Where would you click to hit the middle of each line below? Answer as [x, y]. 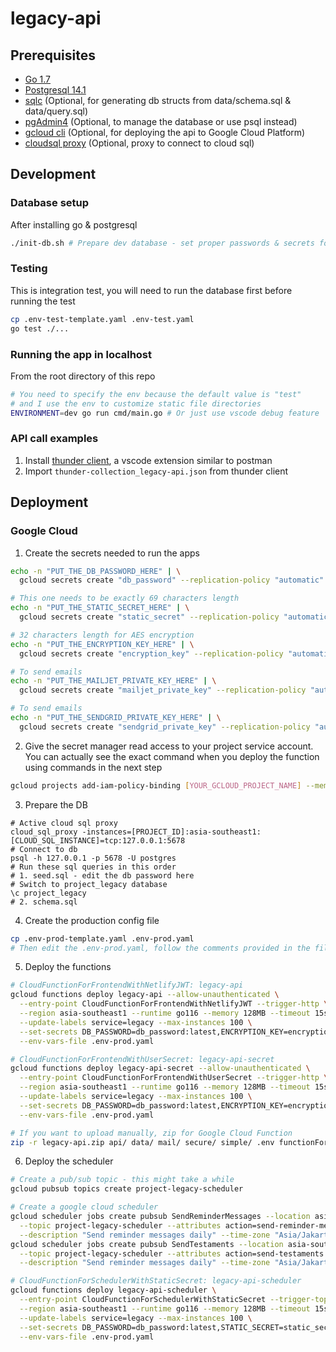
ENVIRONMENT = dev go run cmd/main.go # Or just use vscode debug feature [165, 413]
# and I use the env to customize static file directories [136, 403]
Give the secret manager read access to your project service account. [169, 746]
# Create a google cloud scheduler [84, 1207]
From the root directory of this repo [83, 376]
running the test [43, 301]
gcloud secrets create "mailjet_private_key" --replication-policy [163, 690]
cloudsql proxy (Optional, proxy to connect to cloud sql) [139, 143]
